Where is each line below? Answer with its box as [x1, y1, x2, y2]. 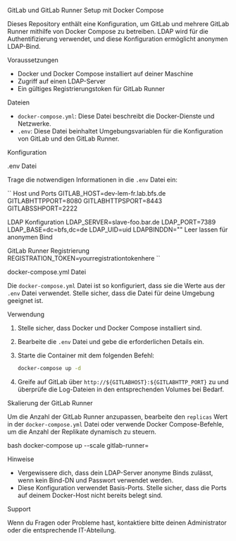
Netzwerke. [17, 119, 51, 128]
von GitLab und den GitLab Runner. [17, 134, 120, 143]
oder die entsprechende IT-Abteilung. [7, 525, 116, 534]
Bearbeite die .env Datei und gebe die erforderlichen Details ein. [17, 338, 204, 345]
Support [7, 504, 31, 513]
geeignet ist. [7, 297, 44, 304]
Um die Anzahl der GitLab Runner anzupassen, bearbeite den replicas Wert [7, 412, 228, 421]
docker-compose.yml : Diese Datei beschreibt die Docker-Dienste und [17, 112, 215, 120]
